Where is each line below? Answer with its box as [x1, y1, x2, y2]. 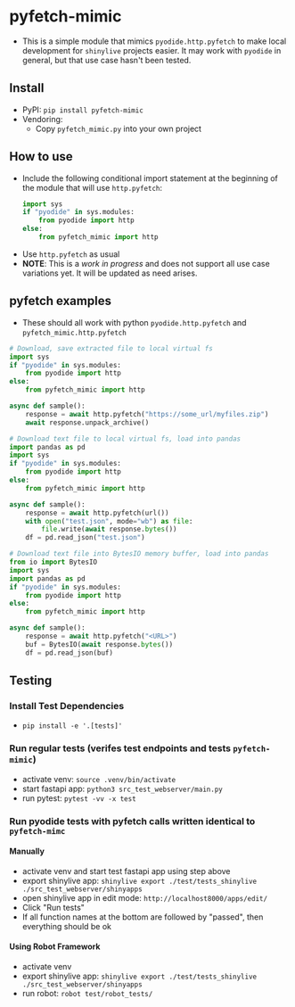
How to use [9, 149, 73, 164]
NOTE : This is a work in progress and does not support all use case [21, 258, 270, 268]
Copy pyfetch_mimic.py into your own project [35, 123, 202, 134]
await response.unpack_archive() [25, 417, 150, 427]
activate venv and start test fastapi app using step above [21, 865, 231, 876]
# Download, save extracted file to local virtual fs [9, 343, 214, 353]
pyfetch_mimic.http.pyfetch [21, 328, 127, 337]
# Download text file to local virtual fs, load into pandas [9, 434, 242, 443]
